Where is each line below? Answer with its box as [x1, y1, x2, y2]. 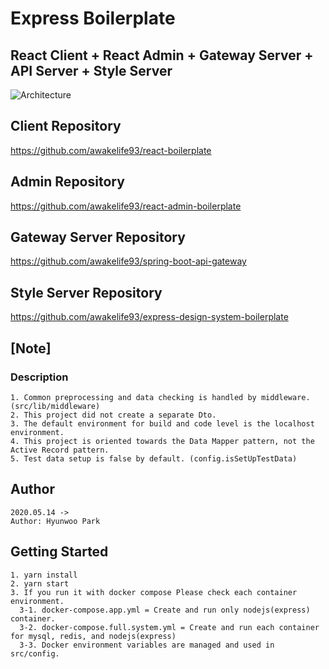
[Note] [10, 340, 52, 357]
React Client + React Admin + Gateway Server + [10, 47, 314, 64]
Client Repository [10, 118, 122, 135]
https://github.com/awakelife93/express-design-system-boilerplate [10, 311, 289, 323]
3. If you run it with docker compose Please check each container [10, 587, 298, 597]
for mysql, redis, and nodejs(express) [10, 631, 177, 641]
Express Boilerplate [10, 7, 176, 30]
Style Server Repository [10, 284, 163, 301]
